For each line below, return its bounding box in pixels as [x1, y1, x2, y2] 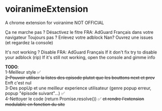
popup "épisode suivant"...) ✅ [5, 90, 65, 96]
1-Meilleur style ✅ [5, 69, 41, 75]
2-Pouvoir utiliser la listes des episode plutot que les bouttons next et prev [5, 75, 155, 81]
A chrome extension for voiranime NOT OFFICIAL [5, 20, 104, 26]
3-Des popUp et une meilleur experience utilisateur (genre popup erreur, [5, 85, 152, 91]
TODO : [5, 64, 19, 70]
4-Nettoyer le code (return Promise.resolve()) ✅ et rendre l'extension [5, 96, 144, 102]
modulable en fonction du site [5, 101, 65, 107]
